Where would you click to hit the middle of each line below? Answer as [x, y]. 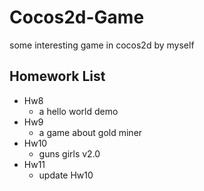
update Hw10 [66, 175]
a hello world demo [78, 111]
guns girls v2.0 [69, 153]
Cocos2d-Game [77, 17]
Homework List [57, 76]
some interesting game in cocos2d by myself [102, 45]
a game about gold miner [90, 132]
